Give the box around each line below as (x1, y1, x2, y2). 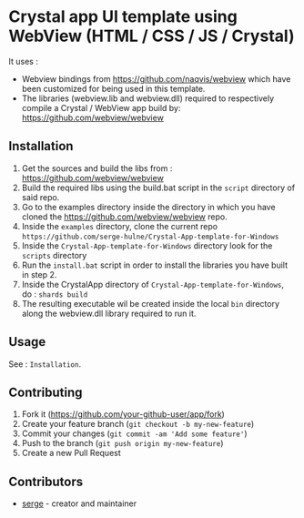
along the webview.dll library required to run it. (21, 308, 197, 319)
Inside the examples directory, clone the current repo (21, 220, 218, 231)
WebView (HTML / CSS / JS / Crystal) (8, 25, 295, 46)
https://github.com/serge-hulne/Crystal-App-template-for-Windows (21, 232, 279, 241)
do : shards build (21, 289, 88, 300)
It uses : (8, 56, 38, 66)
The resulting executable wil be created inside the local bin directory (21, 298, 279, 309)
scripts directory (21, 249, 87, 260)
